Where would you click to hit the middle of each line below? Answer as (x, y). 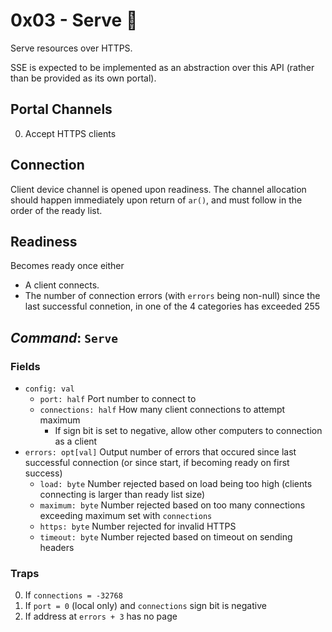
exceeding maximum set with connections (126, 516)
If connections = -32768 (73, 595)
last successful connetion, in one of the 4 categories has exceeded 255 (172, 306)
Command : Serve (64, 337)
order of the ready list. (56, 210)
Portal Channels (61, 109)
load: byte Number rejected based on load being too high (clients (176, 484)
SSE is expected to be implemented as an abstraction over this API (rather (162, 67)
